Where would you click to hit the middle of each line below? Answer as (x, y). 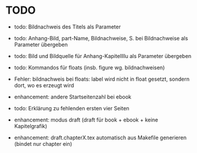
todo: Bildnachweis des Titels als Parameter (67, 27)
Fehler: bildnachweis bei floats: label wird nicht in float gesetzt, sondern (102, 79)
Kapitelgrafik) (31, 126)
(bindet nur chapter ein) (43, 144)
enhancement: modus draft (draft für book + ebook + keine (86, 120)
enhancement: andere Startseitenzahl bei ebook (72, 97)
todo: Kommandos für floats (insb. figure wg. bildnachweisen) (89, 67)
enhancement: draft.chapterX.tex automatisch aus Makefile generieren (100, 138)
